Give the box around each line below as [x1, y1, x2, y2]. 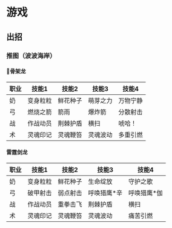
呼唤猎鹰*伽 [128, 188, 163, 197]
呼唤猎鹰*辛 [88, 188, 123, 197]
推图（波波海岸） [6, 51, 56, 60]
